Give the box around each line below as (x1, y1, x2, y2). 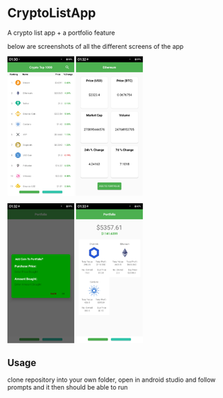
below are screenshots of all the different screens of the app (7, 42, 184, 50)
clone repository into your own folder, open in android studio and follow (7, 375, 216, 384)
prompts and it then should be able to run (7, 383, 128, 392)
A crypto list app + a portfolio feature (7, 28, 115, 37)
